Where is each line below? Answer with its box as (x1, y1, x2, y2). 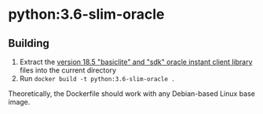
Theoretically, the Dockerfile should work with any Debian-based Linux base (8, 89, 255, 98)
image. (8, 98, 31, 106)
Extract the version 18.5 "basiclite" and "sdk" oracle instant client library (19, 57, 253, 66)
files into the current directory (19, 66, 116, 75)
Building (8, 37, 49, 50)
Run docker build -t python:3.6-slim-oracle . (19, 74, 175, 83)
